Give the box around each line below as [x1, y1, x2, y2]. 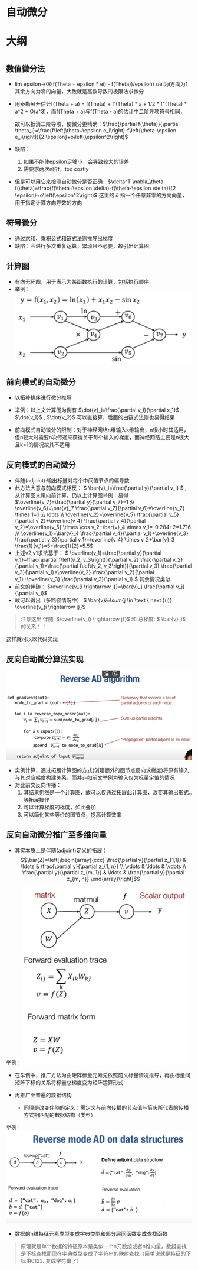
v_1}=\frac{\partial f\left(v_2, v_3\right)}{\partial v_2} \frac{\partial [14, 556, 171, 563]
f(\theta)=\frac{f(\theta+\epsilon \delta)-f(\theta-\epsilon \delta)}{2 [14, 184, 176, 192]
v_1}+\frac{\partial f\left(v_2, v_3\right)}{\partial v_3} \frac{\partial [35, 562, 192, 569]
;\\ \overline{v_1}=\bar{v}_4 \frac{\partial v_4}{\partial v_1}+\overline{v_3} [14, 530, 189, 537]
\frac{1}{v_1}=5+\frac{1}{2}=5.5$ [14, 542, 93, 549]
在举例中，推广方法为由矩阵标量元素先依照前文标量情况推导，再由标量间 [14, 1071, 190, 1078]
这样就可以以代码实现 [6, 635, 58, 642]
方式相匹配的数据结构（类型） [23, 1111, 96, 1118]
